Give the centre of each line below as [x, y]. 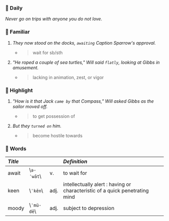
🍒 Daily [14, 8]
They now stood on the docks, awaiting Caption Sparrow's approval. [84, 43]
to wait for [75, 173]
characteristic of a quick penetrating [106, 191]
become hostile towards [58, 135]
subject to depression [89, 208]
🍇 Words [16, 148]
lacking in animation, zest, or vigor [68, 77]
